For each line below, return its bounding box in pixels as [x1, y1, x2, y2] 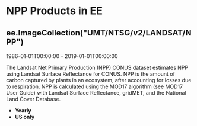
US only [14, 114, 35, 120]
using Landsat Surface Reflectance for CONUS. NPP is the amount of [6, 70, 175, 77]
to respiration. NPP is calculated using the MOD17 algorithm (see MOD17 [6, 83, 183, 90]
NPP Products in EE [6, 4, 103, 18]
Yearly [14, 107, 31, 114]
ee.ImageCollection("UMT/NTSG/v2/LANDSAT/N [6, 28, 192, 38]
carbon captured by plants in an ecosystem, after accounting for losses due [6, 77, 192, 83]
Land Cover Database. [6, 96, 61, 102]
